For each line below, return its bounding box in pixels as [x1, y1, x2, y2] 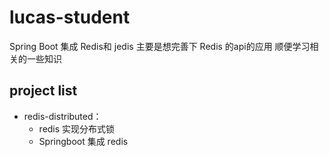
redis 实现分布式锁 [38, 122, 116, 135]
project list [9, 82, 78, 100]
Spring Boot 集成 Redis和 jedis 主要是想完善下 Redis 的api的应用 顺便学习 [9, 40, 311, 52]
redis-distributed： [23, 110, 102, 122]
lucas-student [9, 6, 131, 29]
